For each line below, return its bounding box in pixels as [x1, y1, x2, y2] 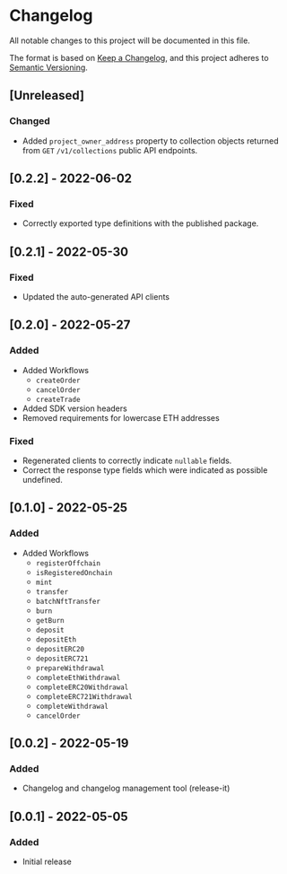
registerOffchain [35, 558, 101, 568]
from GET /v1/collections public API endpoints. [22, 144, 198, 155]
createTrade [35, 395, 81, 404]
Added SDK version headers [22, 403, 127, 414]
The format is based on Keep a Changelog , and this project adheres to [9, 52, 269, 63]
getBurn [35, 616, 65, 625]
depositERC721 [35, 654, 89, 663]
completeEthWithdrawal [35, 673, 121, 682]
